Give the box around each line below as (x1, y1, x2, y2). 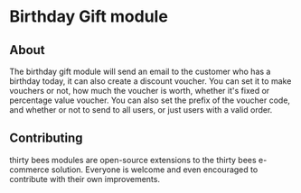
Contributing (9, 131, 83, 146)
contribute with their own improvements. (9, 173, 161, 184)
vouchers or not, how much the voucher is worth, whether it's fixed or (9, 86, 270, 96)
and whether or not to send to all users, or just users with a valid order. (9, 105, 273, 115)
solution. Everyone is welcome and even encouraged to (51, 164, 259, 175)
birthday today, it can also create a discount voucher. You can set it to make (9, 76, 292, 87)
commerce (9, 164, 50, 175)
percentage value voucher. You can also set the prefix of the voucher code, (9, 95, 291, 106)
